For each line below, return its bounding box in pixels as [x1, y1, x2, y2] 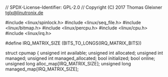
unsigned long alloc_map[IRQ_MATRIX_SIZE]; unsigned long [5, 61, 131, 66]
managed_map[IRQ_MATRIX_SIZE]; [5, 66, 79, 72]
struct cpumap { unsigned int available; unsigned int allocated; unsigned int [5, 50, 163, 56]
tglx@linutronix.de [5, 10, 43, 16]
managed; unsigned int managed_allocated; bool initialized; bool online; [5, 55, 155, 61]
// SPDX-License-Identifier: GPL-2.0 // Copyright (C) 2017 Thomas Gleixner [5, 5, 162, 10]
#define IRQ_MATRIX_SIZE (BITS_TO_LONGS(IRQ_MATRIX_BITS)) [5, 40, 142, 46]
